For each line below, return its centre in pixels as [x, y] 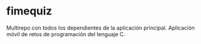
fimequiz [29, 11]
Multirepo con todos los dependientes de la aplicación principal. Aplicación [100, 28]
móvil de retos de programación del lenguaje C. [66, 34]
